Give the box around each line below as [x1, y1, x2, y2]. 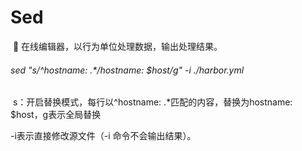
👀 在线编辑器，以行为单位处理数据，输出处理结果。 [12, 40, 223, 52]
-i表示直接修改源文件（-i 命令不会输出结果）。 [10, 130, 197, 142]
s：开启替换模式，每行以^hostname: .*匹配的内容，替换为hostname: [12, 96, 293, 108]
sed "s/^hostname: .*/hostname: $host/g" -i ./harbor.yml [10, 64, 245, 76]
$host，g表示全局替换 [10, 109, 102, 121]
